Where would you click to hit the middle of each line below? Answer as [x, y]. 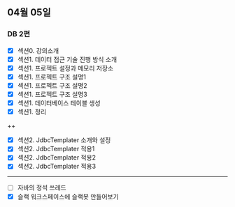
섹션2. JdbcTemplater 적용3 [57, 167]
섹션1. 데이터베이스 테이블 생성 [59, 103]
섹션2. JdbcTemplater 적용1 [56, 149]
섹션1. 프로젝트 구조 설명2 [52, 85]
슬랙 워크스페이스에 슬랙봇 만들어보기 [68, 197]
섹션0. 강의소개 [38, 50]
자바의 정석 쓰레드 [42, 187]
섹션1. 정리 [32, 112]
